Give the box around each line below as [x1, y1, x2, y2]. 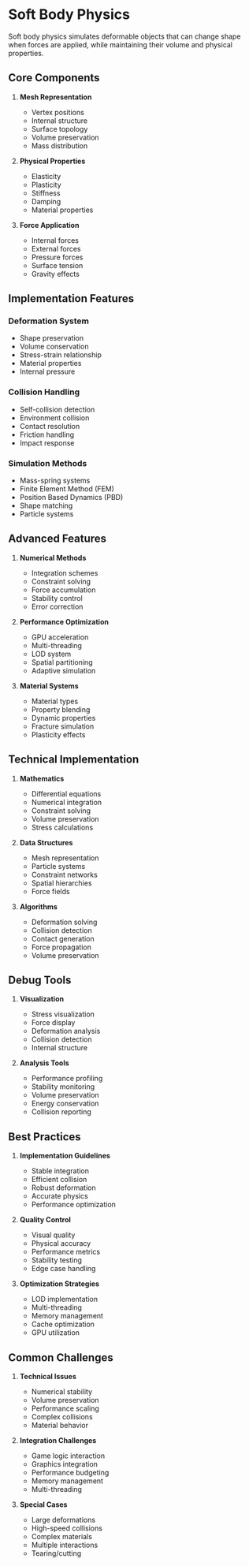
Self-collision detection [19, 405, 95, 414]
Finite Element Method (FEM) [19, 484, 114, 494]
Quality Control [19, 1215, 71, 1225]
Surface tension [31, 260, 84, 270]
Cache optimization [31, 1319, 95, 1329]
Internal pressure [19, 367, 76, 376]
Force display [31, 1018, 76, 1027]
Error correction [31, 602, 84, 611]
